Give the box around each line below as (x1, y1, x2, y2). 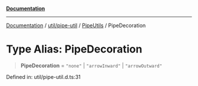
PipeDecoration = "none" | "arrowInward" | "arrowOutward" (20, 62, 163, 69)
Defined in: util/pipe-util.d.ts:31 (6, 73, 81, 80)
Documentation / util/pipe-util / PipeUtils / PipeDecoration (6, 22, 146, 29)
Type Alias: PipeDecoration (6, 42, 143, 56)
